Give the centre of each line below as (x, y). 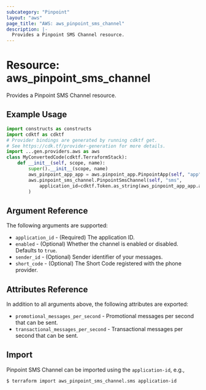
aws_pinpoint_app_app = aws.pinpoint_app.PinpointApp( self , (107, 174)
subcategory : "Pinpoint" (38, 12)
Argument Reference (47, 210)
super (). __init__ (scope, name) (68, 169)
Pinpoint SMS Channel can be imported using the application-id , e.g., (96, 370)
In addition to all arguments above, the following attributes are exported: (97, 304)
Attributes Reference (47, 289)
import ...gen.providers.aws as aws (53, 152)
